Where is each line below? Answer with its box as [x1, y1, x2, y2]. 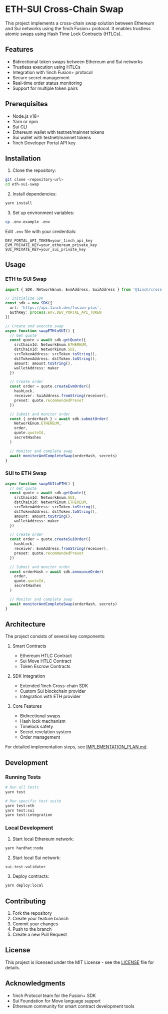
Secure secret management [12, 74, 70, 81]
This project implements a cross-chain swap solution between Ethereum [5, 20, 154, 26]
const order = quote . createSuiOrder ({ [9, 537, 91, 542]
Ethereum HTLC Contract [19, 653, 72, 659]
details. [5, 964, 20, 970]
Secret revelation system [19, 729, 71, 735]
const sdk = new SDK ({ [5, 301, 52, 306]
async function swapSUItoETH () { [5, 481, 75, 486]
